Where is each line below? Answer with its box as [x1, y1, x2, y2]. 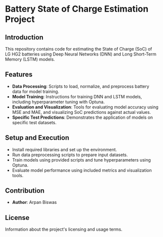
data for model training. [12, 89, 59, 94]
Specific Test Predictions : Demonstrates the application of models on [12, 114, 153, 120]
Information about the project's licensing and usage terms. [5, 226, 123, 232]
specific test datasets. [12, 119, 57, 125]
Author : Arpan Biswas [12, 200, 57, 205]
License [5, 213, 30, 222]
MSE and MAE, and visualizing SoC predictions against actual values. [12, 109, 151, 115]
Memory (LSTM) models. [5, 56, 55, 62]
